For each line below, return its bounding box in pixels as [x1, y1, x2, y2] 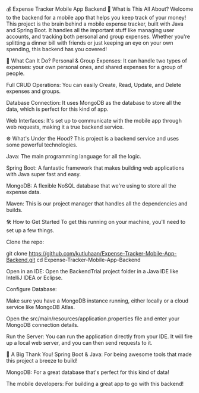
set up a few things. [6, 227, 55, 234]
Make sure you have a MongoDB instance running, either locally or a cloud [6, 297, 189, 304]
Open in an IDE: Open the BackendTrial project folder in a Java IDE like [6, 268, 179, 275]
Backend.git [6, 256, 36, 263]
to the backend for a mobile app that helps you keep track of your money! [6, 14, 187, 21]
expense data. [6, 189, 41, 195]
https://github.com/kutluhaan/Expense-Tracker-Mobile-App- [29, 250, 177, 257]
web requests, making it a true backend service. [6, 123, 124, 130]
